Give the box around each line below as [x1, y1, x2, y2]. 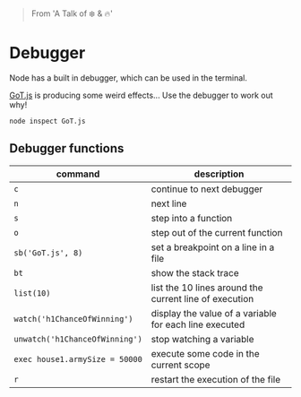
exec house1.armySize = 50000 [13, 354, 143, 364]
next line [150, 197, 187, 210]
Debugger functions [9, 141, 125, 156]
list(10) [13, 288, 51, 298]
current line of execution [150, 292, 254, 305]
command [56, 168, 100, 180]
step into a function [150, 211, 233, 224]
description [193, 168, 245, 180]
